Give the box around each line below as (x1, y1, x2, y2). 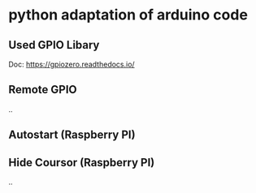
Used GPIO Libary (8, 38, 100, 52)
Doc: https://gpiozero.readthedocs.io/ (8, 59, 136, 69)
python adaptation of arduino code (8, 6, 248, 24)
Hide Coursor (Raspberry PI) (8, 156, 155, 169)
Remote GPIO (8, 83, 77, 96)
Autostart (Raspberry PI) (8, 128, 136, 142)
